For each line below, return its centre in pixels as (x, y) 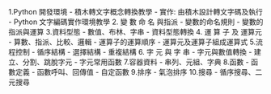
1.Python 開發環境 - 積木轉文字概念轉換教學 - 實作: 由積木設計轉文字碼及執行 (135, 12)
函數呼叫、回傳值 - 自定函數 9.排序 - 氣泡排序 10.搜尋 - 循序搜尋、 (146, 72)
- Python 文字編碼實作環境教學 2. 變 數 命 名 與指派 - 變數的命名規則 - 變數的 (136, 22)
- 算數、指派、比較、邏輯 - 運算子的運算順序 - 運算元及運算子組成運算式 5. (132, 42)
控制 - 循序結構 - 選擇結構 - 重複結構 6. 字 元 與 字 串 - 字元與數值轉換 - (133, 52)
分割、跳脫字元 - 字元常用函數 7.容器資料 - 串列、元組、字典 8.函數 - (135, 62)
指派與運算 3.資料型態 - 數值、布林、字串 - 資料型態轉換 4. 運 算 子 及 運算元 (135, 32)
